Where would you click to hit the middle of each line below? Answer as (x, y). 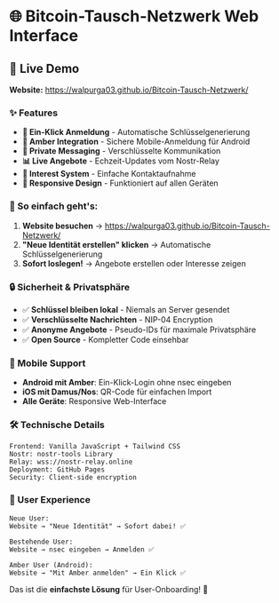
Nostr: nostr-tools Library (61, 455)
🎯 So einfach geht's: (54, 206)
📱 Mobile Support (48, 363)
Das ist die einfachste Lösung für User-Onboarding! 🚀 (109, 589)
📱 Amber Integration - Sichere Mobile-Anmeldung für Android (136, 142)
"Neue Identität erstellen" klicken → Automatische (116, 244)
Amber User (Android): (51, 565)
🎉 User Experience (50, 500)
